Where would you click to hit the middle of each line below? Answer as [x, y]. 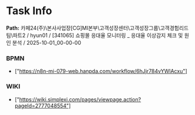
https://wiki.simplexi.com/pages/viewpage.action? [80, 99]
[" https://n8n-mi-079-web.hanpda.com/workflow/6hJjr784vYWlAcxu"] [101, 71]
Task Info [29, 11]
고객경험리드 [174, 28]
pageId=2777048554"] [43, 106]
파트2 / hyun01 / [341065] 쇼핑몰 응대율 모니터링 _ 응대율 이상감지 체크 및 [98, 35]
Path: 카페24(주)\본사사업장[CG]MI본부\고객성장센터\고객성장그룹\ [83, 28]
